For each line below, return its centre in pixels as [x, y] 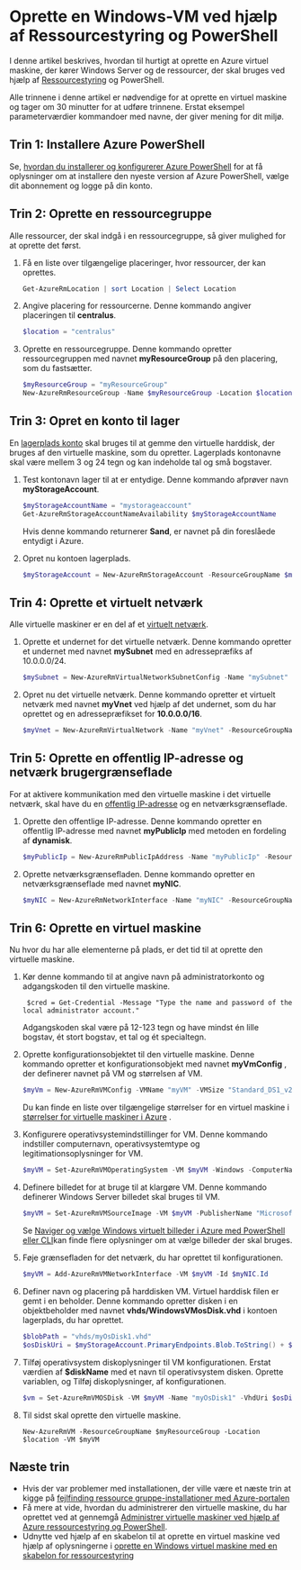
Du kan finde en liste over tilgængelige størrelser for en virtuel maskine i [156, 1107]
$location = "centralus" [69, 332]
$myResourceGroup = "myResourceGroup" [95, 385]
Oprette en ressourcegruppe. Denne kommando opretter [127, 349]
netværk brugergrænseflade [91, 772]
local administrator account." [81, 1011]
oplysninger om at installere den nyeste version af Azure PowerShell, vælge [149, 176]
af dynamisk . [47, 840]
